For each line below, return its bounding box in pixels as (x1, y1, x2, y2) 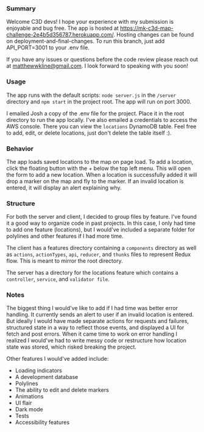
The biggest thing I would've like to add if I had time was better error (6, 305, 178, 312)
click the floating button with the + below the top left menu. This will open (6, 165, 191, 172)
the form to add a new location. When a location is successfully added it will (6, 171, 197, 178)
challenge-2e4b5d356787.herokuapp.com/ (6, 31, 114, 38)
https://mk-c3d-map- (119, 24, 174, 32)
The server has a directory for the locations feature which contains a (6, 269, 178, 277)
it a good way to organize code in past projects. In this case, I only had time (6, 219, 196, 227)
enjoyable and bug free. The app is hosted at (6, 24, 119, 32)
